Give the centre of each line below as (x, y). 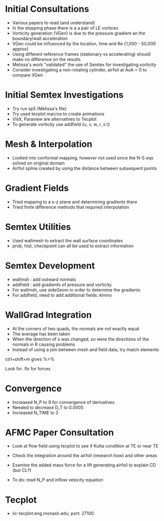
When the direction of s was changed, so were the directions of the (81, 339)
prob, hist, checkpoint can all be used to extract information (73, 246)
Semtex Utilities (38, 227)
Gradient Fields (37, 188)
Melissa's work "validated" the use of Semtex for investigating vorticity (84, 65)
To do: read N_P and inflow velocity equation (58, 480)
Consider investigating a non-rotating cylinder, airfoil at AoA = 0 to (79, 69)
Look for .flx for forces (28, 368)
